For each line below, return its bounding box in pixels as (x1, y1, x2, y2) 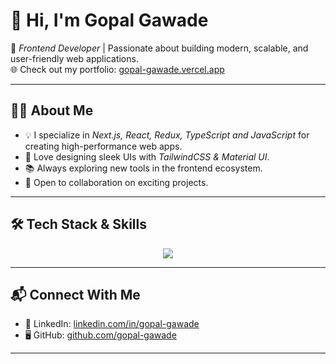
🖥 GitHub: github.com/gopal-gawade (24, 329, 177, 341)
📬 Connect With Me (10, 286, 141, 303)
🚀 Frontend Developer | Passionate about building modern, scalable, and (10, 42, 309, 54)
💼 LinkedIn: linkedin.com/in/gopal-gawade (24, 318, 200, 330)
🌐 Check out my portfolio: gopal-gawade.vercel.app (10, 63, 225, 75)
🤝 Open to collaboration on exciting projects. (24, 176, 209, 188)
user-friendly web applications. (10, 52, 139, 64)
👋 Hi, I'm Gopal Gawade (10, 9, 209, 32)
